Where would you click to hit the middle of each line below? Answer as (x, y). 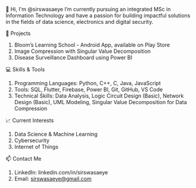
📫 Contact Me (24, 159)
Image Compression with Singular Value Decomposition (83, 51)
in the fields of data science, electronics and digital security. (80, 22)
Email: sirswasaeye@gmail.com (53, 179)
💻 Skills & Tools (25, 69)
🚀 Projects (18, 33)
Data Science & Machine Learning (56, 134)
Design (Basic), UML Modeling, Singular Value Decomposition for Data (100, 102)
